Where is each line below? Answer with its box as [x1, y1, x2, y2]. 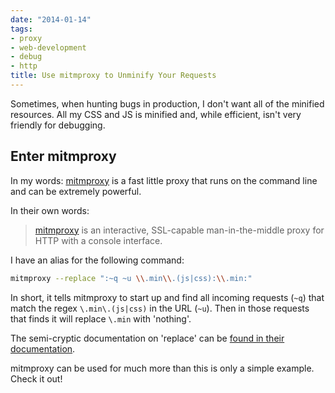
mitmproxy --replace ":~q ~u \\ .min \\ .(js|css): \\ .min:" [10, 273, 253, 283]
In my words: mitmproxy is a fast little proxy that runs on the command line [10, 174, 318, 186]
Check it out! [10, 372, 63, 385]
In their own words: [10, 204, 90, 216]
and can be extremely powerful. [10, 185, 142, 197]
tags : [10, 24, 33, 34]
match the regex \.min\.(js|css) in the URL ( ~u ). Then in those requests [10, 302, 310, 314]
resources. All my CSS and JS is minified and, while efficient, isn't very [10, 108, 302, 120]
